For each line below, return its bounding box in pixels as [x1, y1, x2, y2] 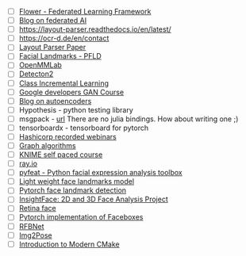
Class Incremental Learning [18, 78, 109, 88]
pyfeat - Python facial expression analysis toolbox [18, 168, 183, 178]
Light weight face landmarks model [18, 177, 135, 186]
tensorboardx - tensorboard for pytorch [18, 123, 149, 132]
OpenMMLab [18, 60, 63, 70]
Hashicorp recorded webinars [18, 132, 117, 141]
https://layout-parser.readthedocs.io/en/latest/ [18, 25, 171, 34]
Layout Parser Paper [18, 43, 86, 52]
